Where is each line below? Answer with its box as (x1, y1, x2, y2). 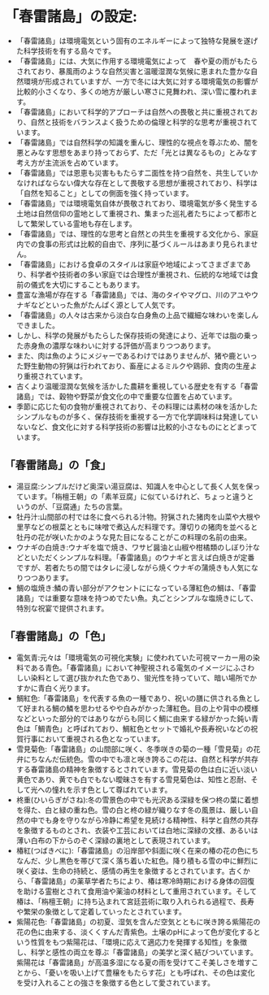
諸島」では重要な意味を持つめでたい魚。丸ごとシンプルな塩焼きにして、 (15, 593, 258, 602)
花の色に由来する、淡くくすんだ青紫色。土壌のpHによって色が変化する (15, 927, 254, 936)
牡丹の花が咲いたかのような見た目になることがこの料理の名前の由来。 (15, 532, 252, 541)
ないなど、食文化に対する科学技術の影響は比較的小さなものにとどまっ (15, 422, 250, 432)
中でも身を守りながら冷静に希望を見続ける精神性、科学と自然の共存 (30, 815, 258, 825)
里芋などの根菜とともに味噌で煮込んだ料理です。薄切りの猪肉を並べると (15, 522, 258, 532)
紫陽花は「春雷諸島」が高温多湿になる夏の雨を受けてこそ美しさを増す (15, 957, 252, 967)
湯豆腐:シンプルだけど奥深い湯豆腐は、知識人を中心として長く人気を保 (15, 481, 254, 491)
